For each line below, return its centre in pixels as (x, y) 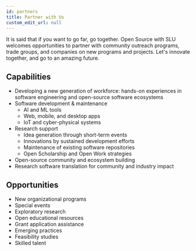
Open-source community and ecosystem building (75, 160)
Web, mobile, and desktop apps (62, 116)
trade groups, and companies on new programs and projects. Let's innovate (98, 52)
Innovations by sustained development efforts (79, 141)
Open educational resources (49, 218)
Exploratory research (40, 211)
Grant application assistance (49, 224)
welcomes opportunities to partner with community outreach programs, (93, 45)
